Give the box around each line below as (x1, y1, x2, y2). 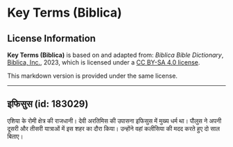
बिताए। (7, 132, 24, 140)
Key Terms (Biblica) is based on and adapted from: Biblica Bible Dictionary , (7, 51, 224, 59)
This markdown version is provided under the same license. (7, 71, 178, 80)
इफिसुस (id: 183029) (7, 98, 89, 110)
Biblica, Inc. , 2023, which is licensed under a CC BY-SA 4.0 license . (7, 58, 200, 67)
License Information (7, 33, 96, 44)
